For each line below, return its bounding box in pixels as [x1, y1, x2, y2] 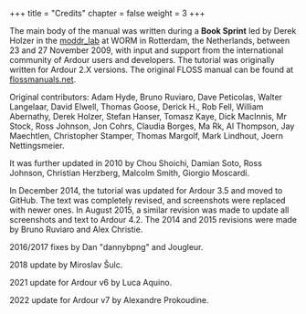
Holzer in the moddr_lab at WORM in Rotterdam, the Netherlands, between [9, 36, 290, 46]
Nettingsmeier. [9, 141, 65, 151]
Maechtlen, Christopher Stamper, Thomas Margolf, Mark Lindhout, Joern [9, 131, 283, 141]
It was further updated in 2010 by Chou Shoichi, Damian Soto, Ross [9, 158, 262, 168]
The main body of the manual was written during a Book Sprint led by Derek [9, 26, 297, 36]
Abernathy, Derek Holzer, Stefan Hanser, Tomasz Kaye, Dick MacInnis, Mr [9, 111, 288, 121]
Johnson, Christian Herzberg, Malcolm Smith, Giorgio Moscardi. [9, 168, 249, 178]
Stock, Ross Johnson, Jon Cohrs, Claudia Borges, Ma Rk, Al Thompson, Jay [9, 120, 295, 131]
